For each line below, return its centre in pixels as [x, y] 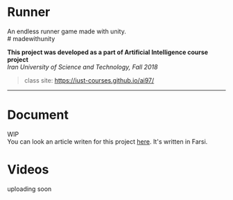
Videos [28, 170]
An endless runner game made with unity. [67, 31]
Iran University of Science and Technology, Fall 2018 [83, 67]
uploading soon [29, 189]
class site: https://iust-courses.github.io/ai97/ [89, 80]
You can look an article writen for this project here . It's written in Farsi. [107, 141]
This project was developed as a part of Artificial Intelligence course [108, 52]
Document [38, 115]
